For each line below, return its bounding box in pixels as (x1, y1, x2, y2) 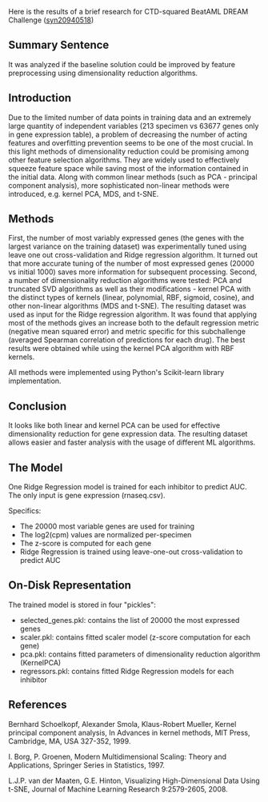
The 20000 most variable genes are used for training (19, 521, 194, 531)
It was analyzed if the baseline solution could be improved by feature (8, 59, 236, 69)
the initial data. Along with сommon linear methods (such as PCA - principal (8, 172, 258, 182)
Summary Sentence (8, 38, 110, 52)
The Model (8, 461, 63, 474)
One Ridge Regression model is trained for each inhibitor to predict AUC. (8, 482, 247, 492)
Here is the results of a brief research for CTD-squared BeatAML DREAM (8, 7, 249, 16)
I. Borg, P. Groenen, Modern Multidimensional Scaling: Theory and (8, 752, 226, 761)
